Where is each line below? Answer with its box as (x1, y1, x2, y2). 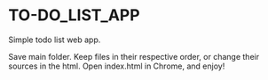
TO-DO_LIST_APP (8, 5, 140, 25)
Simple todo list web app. (8, 34, 101, 45)
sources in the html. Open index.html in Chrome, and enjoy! (8, 61, 225, 71)
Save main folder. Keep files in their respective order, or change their (8, 51, 259, 62)
